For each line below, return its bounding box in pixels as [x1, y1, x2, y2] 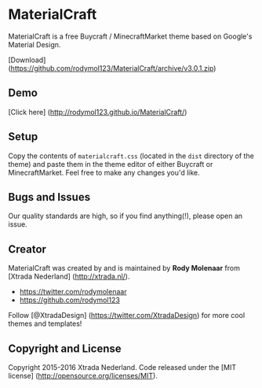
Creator [8, 242, 47, 256]
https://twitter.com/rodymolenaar [19, 287, 127, 297]
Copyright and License [8, 342, 122, 355]
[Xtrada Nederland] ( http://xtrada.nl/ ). [8, 272, 130, 281]
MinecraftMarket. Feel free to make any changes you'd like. [8, 168, 200, 177]
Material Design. [8, 39, 61, 49]
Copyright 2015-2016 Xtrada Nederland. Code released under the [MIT [8, 363, 237, 371]
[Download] [8, 55, 46, 65]
